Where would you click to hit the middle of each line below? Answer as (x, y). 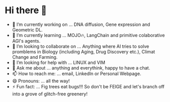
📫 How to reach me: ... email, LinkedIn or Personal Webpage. (77, 74)
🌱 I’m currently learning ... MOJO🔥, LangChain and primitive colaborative (88, 35)
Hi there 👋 (26, 10)
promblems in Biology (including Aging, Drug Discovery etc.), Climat (83, 52)
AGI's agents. (26, 41)
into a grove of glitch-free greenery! (50, 94)
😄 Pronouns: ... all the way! (41, 81)
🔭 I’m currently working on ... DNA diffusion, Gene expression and (81, 24)
